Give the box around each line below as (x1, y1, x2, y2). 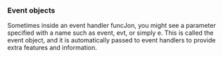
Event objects (7, 6, 56, 15)
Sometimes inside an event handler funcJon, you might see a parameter (7, 22, 216, 30)
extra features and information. (7, 44, 97, 52)
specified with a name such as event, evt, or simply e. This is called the (7, 28, 214, 37)
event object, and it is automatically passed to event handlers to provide (7, 36, 216, 44)
